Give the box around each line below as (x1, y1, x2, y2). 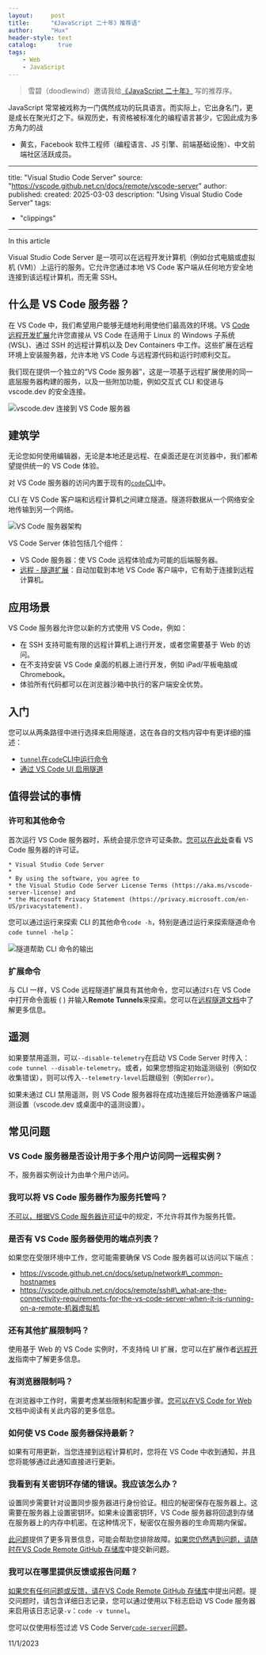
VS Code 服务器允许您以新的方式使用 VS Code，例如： (8, 623, 188, 633)
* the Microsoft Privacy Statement (8, 895, 126, 904)
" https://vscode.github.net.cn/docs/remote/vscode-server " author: (8, 181, 227, 190)
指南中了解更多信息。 (15, 1355, 85, 1364)
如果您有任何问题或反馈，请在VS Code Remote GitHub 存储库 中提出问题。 (8, 1586, 250, 1596)
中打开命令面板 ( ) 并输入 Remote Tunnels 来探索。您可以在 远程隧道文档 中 (8, 995, 247, 1004)
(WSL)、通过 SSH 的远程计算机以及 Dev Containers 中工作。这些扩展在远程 (8, 340, 253, 350)
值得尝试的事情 (8, 789, 82, 803)
